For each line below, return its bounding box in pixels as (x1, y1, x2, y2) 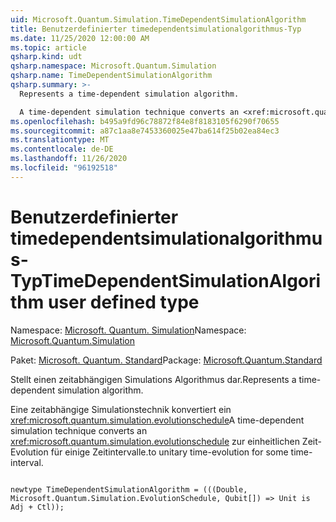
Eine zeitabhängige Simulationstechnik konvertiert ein (10, 403, 232, 415)
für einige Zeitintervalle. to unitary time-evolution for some (50, 446, 289, 458)
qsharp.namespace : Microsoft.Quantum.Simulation (10, 61, 217, 71)
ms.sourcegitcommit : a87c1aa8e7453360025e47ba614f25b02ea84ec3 (10, 126, 280, 136)
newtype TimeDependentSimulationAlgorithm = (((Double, (10, 484, 248, 495)
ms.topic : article (10, 42, 87, 53)
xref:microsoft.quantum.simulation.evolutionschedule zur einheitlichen (10, 435, 300, 447)
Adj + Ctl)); (10, 502, 65, 512)
